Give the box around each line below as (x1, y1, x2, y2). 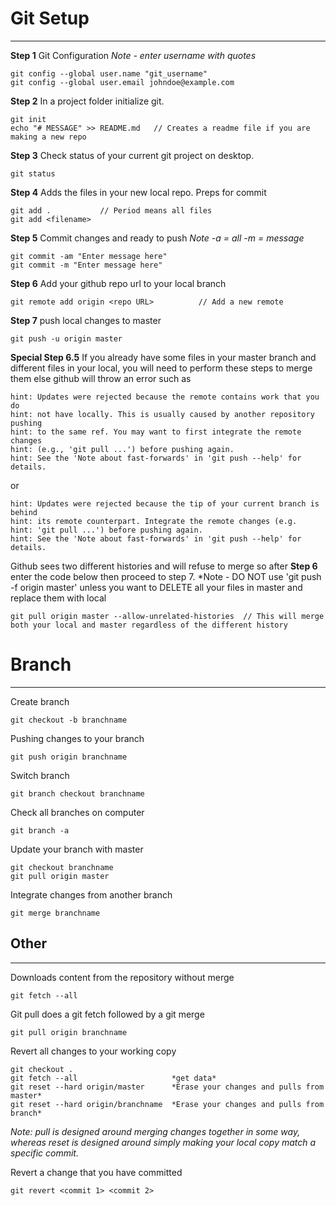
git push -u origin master (10, 333, 123, 344)
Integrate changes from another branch (10, 888, 173, 901)
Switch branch (10, 769, 70, 781)
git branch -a (10, 825, 70, 836)
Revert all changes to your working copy (10, 1045, 177, 1057)
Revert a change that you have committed (10, 1166, 183, 1178)
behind (10, 507, 38, 517)
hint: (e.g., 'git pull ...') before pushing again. (10, 444, 235, 454)
